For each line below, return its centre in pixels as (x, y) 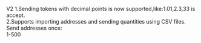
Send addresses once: (34, 28)
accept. (16, 15)
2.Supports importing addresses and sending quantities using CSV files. (96, 21)
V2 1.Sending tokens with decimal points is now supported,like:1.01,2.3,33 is (101, 9)
